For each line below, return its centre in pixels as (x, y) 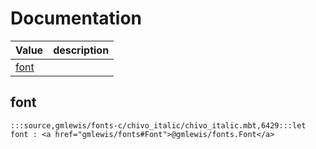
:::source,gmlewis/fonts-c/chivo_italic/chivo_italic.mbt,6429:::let (158, 125)
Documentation (76, 18)
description (81, 50)
